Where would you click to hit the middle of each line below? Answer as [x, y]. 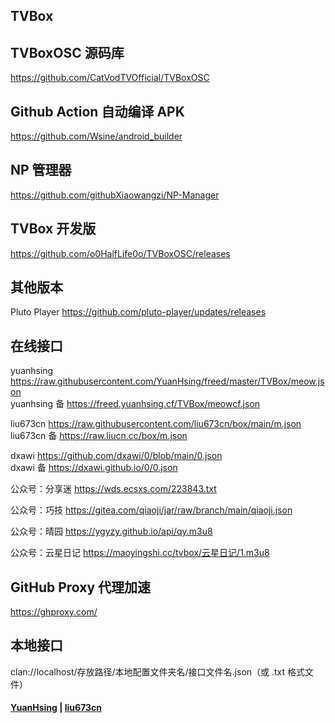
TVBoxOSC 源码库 [67, 52]
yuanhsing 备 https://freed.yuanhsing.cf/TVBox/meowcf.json [135, 404]
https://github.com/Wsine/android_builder [96, 136]
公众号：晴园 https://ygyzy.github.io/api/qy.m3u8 [111, 531]
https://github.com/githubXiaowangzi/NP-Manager [115, 195]
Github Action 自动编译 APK [97, 111]
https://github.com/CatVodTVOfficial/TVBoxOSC [110, 78]
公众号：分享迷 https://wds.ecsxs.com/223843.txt [113, 489]
